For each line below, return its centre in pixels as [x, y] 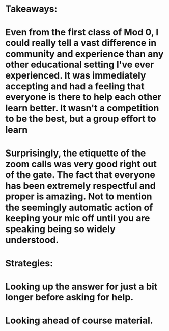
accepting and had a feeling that [75, 86]
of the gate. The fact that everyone [80, 175]
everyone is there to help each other [83, 97]
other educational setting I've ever [80, 65]
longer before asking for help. [69, 297]
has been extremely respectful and [81, 185]
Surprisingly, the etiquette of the [76, 153]
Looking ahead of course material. [79, 321]
